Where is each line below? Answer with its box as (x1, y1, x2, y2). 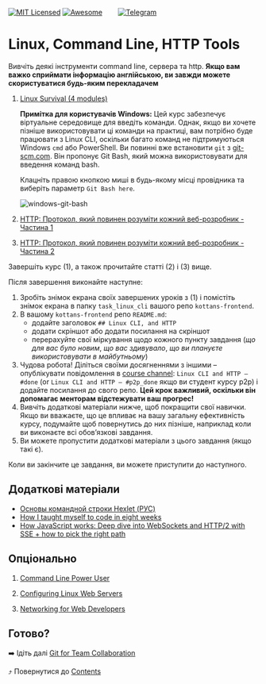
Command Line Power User (19, 573, 110, 582)
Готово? (8, 627, 50, 640)
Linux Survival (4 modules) (19, 94, 108, 103)
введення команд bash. (19, 159, 100, 169)
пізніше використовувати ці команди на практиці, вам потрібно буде (19, 125, 253, 135)
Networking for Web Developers (19, 604, 125, 613)
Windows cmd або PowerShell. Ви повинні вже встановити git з (19, 143, 231, 152)
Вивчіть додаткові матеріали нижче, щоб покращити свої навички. (19, 402, 247, 412)
